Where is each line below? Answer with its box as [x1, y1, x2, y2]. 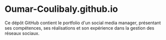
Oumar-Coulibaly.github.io [4, 3, 118, 15]
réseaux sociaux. [4, 30, 40, 36]
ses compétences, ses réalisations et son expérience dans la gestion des [4, 25, 155, 31]
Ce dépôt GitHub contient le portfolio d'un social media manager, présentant [4, 20, 161, 26]
